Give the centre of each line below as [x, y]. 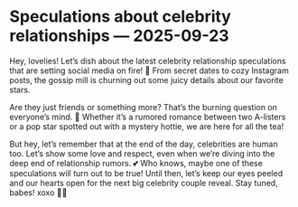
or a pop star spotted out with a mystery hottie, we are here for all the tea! [147, 126]
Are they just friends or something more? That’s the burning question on [144, 107]
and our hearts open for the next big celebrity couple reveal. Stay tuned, [144, 183]
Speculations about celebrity [121, 17]
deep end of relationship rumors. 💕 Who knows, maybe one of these [136, 163]
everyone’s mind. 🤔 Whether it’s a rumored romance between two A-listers [148, 117]
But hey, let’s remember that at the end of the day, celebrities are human [144, 144]
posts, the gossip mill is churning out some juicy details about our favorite [147, 80]
